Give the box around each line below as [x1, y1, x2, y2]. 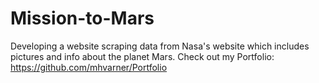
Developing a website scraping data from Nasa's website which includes [10, 40, 310, 52]
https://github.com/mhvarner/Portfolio [10, 61, 168, 73]
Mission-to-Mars [10, 7, 155, 30]
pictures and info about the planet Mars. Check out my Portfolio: [10, 50, 275, 62]
